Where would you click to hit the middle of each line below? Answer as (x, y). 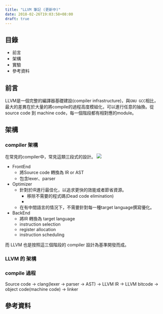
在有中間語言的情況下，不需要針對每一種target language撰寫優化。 (87, 207)
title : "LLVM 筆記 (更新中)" (33, 10)
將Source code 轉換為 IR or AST (52, 172)
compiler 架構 (22, 145)
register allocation (38, 229)
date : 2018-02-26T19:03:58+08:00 (39, 14)
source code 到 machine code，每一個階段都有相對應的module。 (71, 113)
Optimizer (22, 184)
